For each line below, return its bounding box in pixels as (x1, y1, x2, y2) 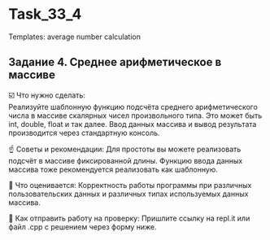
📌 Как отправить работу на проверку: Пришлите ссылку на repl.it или (8, 213, 250, 223)
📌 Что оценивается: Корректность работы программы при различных (8, 180, 252, 190)
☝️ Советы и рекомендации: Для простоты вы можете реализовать (8, 144, 242, 154)
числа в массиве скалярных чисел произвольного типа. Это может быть (8, 111, 263, 120)
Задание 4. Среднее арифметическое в (8, 55, 222, 69)
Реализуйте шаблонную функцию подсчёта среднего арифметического (8, 102, 258, 111)
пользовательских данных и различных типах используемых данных (8, 189, 249, 199)
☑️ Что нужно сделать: (8, 90, 85, 100)
